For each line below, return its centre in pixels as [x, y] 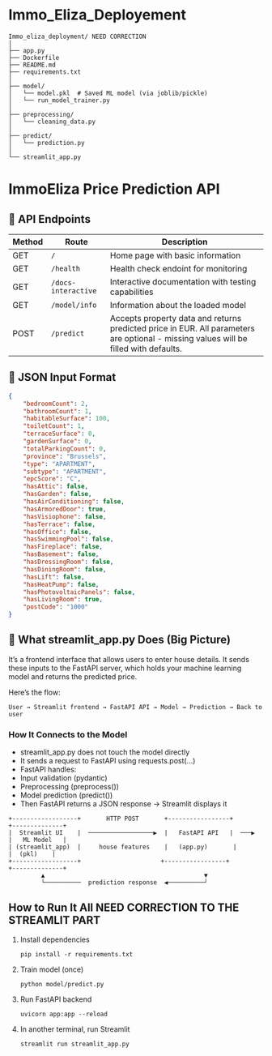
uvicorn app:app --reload [64, 1014]
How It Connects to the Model [68, 734]
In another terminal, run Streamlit [75, 1029]
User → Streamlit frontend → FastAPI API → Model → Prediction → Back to [136, 707]
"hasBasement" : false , [61, 554]
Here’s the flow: [34, 692]
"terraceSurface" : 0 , [59, 434]
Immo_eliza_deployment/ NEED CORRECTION [78, 36]
